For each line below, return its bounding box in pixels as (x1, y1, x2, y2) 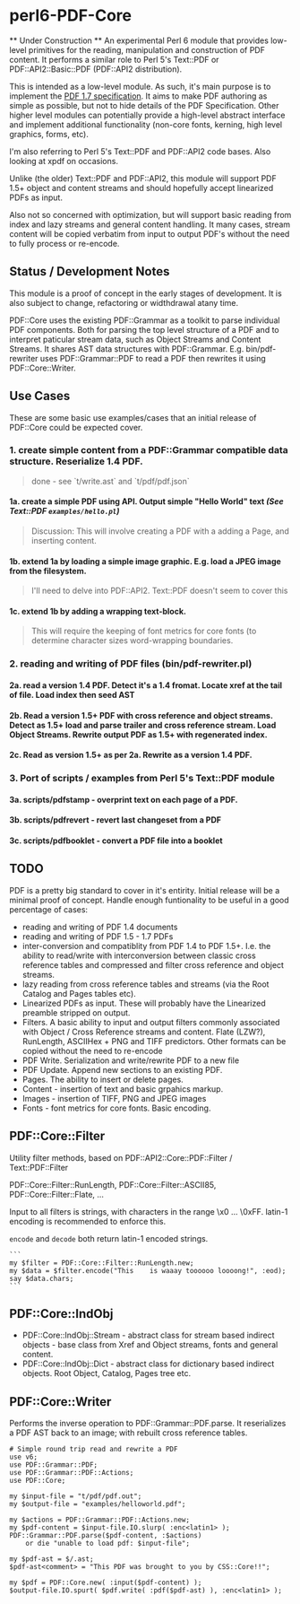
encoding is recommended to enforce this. (9, 1216, 167, 1226)
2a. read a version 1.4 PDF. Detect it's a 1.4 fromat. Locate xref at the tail (9, 679, 283, 691)
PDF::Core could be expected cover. (9, 422, 143, 432)
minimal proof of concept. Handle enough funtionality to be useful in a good (9, 894, 289, 905)
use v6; (9, 1452, 39, 1462)
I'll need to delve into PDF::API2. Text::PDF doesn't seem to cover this (30, 585, 288, 597)
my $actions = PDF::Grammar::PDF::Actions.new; (9, 1515, 191, 1525)
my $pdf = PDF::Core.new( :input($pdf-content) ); (9, 1578, 202, 1588)
